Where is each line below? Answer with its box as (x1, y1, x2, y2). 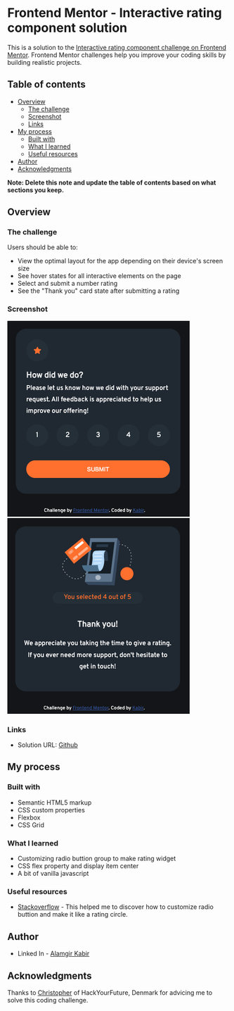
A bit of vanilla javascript (17, 869, 89, 878)
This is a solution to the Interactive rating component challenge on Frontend (7, 43, 227, 51)
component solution (7, 20, 128, 36)
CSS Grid (17, 820, 44, 829)
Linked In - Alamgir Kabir (17, 949, 90, 958)
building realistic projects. (7, 58, 82, 66)
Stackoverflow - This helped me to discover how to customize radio (17, 903, 214, 911)
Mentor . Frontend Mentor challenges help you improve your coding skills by (7, 51, 226, 59)
